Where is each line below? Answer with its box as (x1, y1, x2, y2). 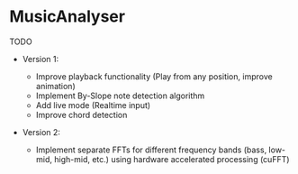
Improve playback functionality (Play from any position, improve (35, 70, 273, 82)
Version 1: (22, 53, 59, 64)
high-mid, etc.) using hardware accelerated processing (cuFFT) (53, 153, 290, 164)
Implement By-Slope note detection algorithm (35, 90, 205, 101)
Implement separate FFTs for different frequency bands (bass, (35, 144, 267, 155)
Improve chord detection (35, 109, 128, 120)
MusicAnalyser (9, 6, 126, 27)
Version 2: (22, 126, 61, 137)
